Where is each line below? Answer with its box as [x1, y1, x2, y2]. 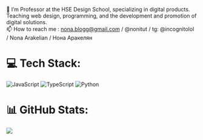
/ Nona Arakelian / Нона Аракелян [6, 34, 93, 41]
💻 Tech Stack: [6, 56, 81, 70]
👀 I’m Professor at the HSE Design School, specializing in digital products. [6, 6, 190, 13]
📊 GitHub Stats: [6, 103, 89, 117]
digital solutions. [6, 19, 47, 25]
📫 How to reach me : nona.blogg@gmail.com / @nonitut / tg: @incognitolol [6, 25, 195, 33]
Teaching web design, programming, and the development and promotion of [6, 12, 197, 19]
